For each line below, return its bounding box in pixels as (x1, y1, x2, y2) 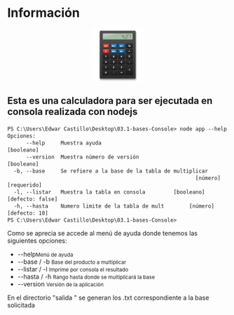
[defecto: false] (7, 195, 58, 203)
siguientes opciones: (7, 236, 68, 245)
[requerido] (7, 181, 42, 189)
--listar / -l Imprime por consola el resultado (17, 264, 129, 273)
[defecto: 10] (7, 209, 49, 217)
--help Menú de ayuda (17, 250, 74, 258)
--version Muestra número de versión (25, 153, 139, 161)
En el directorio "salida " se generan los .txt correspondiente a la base (7, 293, 209, 302)
